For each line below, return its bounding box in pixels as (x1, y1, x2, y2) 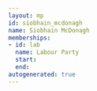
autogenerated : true (8, 70, 76, 78)
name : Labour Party (15, 48, 80, 56)
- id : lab (8, 41, 41, 49)
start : (15, 56, 37, 64)
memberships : (8, 33, 51, 42)
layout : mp (8, 11, 44, 20)
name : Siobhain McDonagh (8, 26, 90, 34)
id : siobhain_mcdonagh (8, 19, 83, 27)
